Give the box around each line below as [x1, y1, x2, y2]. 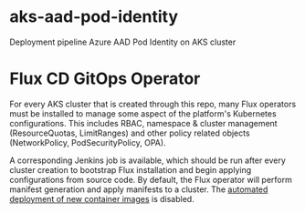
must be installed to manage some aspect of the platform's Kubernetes [9, 107, 277, 119]
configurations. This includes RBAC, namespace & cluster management [9, 117, 278, 128]
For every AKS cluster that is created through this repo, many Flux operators [9, 98, 297, 109]
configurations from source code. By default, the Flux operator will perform [9, 174, 292, 185]
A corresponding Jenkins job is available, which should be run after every [9, 155, 286, 166]
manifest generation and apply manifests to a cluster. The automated [9, 184, 268, 195]
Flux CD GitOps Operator [9, 68, 201, 89]
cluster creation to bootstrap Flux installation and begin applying [9, 164, 252, 175]
